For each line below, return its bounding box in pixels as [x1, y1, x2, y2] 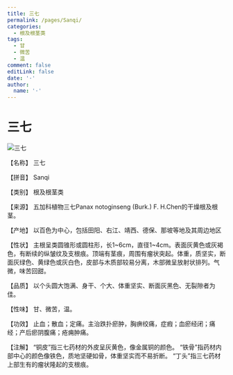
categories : [7, 23, 42, 30]
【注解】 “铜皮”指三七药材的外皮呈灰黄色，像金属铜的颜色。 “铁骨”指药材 [7, 343, 216, 351]
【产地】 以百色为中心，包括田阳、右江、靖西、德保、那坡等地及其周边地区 [7, 226, 222, 234]
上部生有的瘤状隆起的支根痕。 [7, 360, 92, 369]
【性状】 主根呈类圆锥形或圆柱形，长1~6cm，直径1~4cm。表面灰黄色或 [7, 241, 212, 250]
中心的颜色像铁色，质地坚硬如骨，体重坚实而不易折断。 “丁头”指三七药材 [12, 351, 221, 360]
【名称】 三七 [7, 159, 46, 167]
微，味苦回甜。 [7, 267, 50, 275]
